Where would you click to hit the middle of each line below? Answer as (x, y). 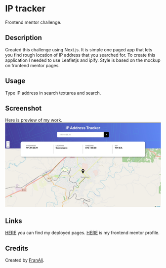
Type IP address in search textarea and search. (53, 93)
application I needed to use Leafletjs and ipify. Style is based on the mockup (83, 60)
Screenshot (23, 108)
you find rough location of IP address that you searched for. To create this (80, 55)
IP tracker (25, 9)
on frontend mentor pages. (33, 65)
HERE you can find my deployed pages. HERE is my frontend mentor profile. (82, 233)
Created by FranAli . (25, 260)
